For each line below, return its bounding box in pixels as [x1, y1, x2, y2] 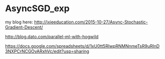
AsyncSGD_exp [5, 3, 70, 14]
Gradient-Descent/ [5, 24, 43, 30]
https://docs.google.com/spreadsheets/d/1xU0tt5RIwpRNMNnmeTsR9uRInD [5, 43, 160, 49]
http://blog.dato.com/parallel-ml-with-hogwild [5, 34, 99, 39]
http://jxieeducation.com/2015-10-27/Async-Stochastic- [34, 19, 148, 25]
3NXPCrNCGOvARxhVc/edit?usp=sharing [5, 48, 90, 54]
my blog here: [5, 19, 33, 25]
